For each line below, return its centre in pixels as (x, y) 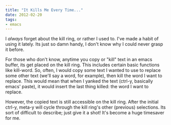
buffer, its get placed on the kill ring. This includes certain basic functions (82, 65)
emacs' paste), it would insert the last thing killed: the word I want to (77, 87)
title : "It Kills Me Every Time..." (44, 10)
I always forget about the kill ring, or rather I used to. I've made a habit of (82, 39)
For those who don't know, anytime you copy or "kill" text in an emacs (79, 60)
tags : (11, 19)
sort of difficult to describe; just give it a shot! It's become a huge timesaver (85, 113)
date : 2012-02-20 (24, 15)
